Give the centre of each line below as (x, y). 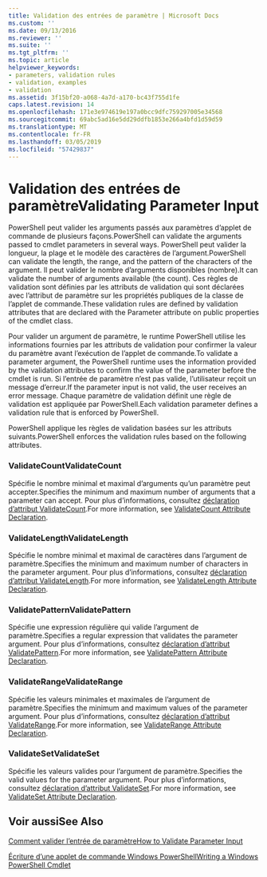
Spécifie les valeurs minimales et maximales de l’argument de (109, 699)
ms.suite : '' (30, 45)
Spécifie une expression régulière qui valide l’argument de (104, 627)
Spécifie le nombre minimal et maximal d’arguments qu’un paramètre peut (130, 483)
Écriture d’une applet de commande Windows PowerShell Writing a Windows (133, 856)
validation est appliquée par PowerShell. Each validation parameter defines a (133, 405)
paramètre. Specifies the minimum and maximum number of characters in (128, 563)
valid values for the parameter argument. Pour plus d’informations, (118, 780)
